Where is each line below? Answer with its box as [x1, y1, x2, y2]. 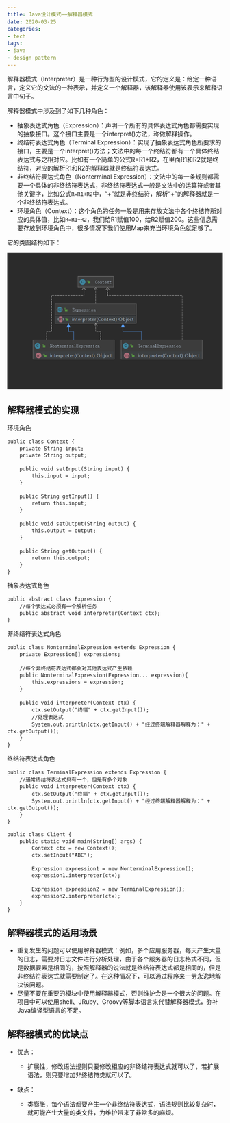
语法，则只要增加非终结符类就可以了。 [27, 1070, 136, 1078]
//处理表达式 [31, 714, 64, 721]
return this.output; [31, 555, 90, 561]
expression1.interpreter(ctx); [31, 872, 121, 879]
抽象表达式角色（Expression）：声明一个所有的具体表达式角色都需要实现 [16, 121, 220, 129]
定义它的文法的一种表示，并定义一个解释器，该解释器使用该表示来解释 [18, 83, 217, 92]
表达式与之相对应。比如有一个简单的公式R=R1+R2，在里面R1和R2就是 [16, 155, 213, 164]
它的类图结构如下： [7, 238, 62, 247]
